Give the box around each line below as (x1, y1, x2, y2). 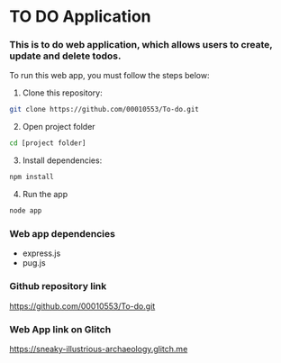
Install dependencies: (22, 155, 103, 166)
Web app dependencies (9, 227, 115, 240)
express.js (22, 248, 61, 259)
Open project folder (22, 122, 96, 132)
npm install (9, 173, 54, 182)
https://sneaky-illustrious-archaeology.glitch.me (9, 343, 188, 354)
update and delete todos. (9, 50, 122, 62)
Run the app (22, 189, 68, 200)
